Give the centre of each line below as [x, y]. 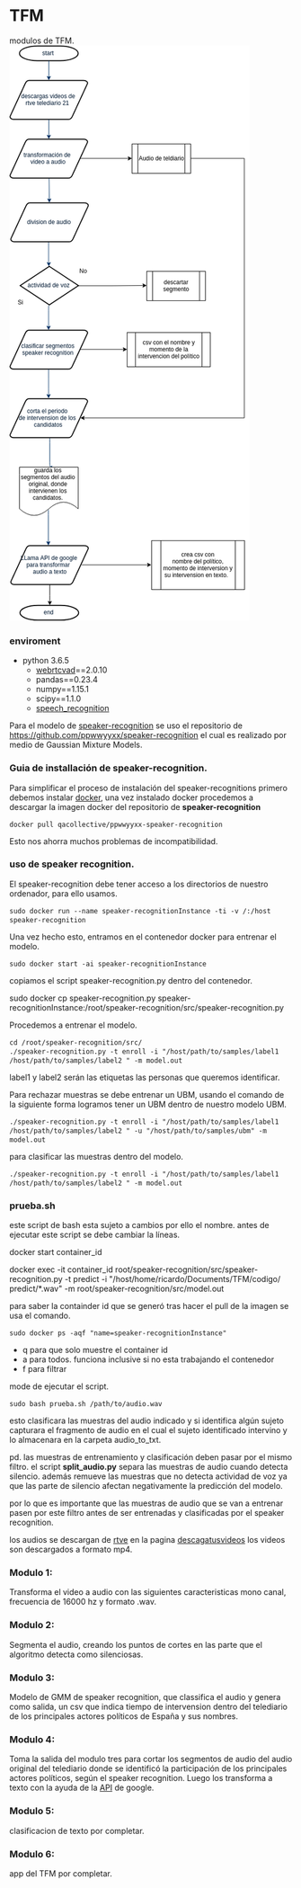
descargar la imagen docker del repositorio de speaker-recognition [135, 806]
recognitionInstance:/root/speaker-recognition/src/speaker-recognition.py [147, 1007]
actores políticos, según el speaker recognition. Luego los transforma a [141, 1778]
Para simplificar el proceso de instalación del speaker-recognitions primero [148, 788]
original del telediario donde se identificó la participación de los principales [148, 1768]
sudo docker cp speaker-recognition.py [83, 998]
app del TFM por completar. [61, 1873]
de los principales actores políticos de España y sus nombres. [124, 1716]
